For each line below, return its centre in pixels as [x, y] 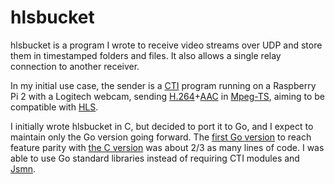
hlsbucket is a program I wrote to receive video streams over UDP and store [166, 45]
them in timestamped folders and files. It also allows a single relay [146, 55]
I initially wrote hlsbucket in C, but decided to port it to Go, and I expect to [162, 126]
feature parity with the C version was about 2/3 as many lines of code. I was [167, 147]
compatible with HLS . [54, 107]
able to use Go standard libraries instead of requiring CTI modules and [155, 158]
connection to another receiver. [75, 66]
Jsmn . [23, 168]
